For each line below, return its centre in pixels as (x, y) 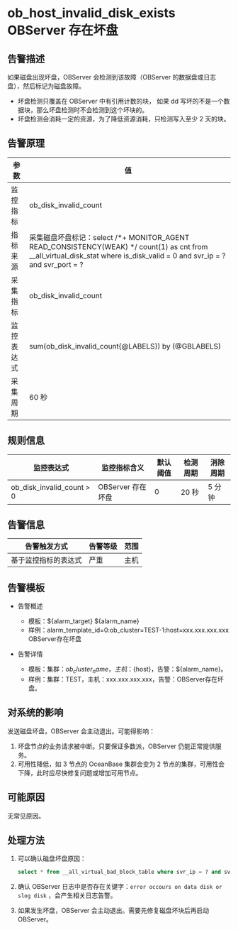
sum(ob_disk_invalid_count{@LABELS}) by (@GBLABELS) (125, 346)
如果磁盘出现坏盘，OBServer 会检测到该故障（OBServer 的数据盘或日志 (112, 77)
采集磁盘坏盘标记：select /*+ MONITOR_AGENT (109, 237)
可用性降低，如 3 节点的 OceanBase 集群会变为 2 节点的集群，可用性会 (121, 764)
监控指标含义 (123, 468)
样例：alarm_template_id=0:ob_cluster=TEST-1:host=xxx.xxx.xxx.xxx (128, 630)
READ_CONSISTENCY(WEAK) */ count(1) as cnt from (119, 246)
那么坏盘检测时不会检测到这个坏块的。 (92, 110)
